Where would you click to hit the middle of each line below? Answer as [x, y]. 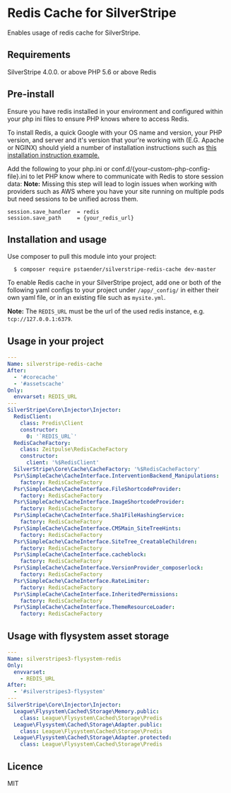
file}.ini [18, 176]
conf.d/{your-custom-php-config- [161, 168]
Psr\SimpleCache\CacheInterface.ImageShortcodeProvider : [99, 502]
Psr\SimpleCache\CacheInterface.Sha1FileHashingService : [99, 515]
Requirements [39, 55]
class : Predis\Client [52, 423]
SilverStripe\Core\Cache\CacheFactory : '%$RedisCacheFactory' [107, 469]
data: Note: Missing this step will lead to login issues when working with [112, 184]
